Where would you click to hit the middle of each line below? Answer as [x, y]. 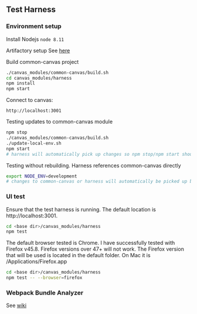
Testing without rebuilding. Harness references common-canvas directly [94, 165]
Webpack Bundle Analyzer [45, 293]
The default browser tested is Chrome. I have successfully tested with [91, 243]
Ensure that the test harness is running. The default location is [81, 209]
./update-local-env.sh [34, 143]
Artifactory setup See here [38, 50]
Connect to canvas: [30, 100]
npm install [21, 83]
